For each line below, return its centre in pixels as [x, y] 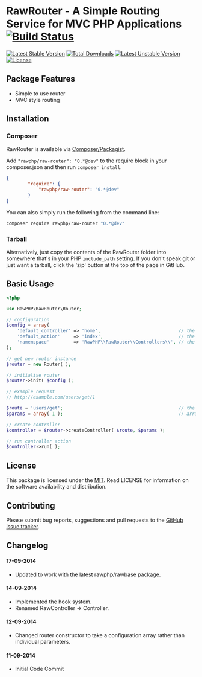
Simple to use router [40, 93]
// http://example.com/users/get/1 [51, 397]
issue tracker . [23, 526]
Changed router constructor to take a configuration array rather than [100, 635]
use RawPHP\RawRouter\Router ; [44, 309]
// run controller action [38, 441]
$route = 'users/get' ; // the [101, 408]
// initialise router [33, 375]
